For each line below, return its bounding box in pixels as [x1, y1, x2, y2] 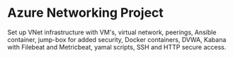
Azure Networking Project [7, 5, 164, 21]
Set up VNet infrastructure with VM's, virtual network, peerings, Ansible [7, 28, 217, 36]
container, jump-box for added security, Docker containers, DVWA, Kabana [7, 35, 227, 43]
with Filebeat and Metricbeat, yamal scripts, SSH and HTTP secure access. [7, 43, 227, 51]
